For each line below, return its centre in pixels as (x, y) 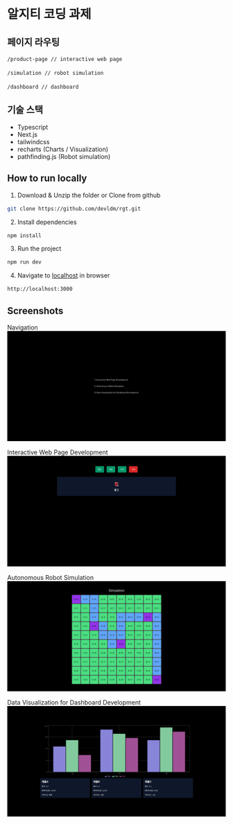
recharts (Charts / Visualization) (63, 149)
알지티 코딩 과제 (49, 14)
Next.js (27, 134)
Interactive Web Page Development (58, 452)
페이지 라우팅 (34, 42)
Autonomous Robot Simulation (51, 577)
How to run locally (47, 179)
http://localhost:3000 (40, 289)
